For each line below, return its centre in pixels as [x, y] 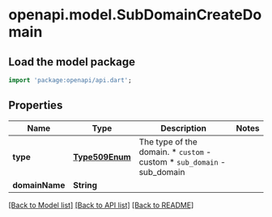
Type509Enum [102, 156]
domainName [39, 185]
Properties [36, 105]
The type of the [168, 141]
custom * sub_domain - [183, 161]
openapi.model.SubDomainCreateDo [135, 15]
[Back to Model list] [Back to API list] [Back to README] [101, 205]
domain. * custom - [175, 152]
